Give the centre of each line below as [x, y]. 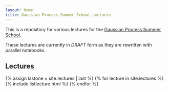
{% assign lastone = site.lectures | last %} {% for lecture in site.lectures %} [84, 78]
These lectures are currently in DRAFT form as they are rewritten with [79, 44]
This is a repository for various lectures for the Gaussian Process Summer [83, 29]
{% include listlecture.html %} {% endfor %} [52, 84]
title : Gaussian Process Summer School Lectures [58, 15]
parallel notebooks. [26, 50]
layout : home [19, 10]
